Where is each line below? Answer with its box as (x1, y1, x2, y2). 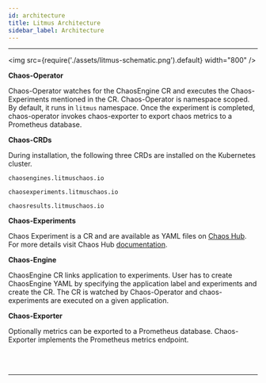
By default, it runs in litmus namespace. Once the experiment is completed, (8, 103, 256, 113)
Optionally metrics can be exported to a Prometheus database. (8, 327, 213, 336)
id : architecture (8, 11, 66, 20)
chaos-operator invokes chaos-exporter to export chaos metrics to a (8, 112, 232, 121)
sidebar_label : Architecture (8, 26, 104, 34)
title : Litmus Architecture (8, 19, 101, 27)
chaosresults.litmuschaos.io (8, 202, 104, 210)
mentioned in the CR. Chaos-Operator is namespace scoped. (51, 94, 250, 104)
